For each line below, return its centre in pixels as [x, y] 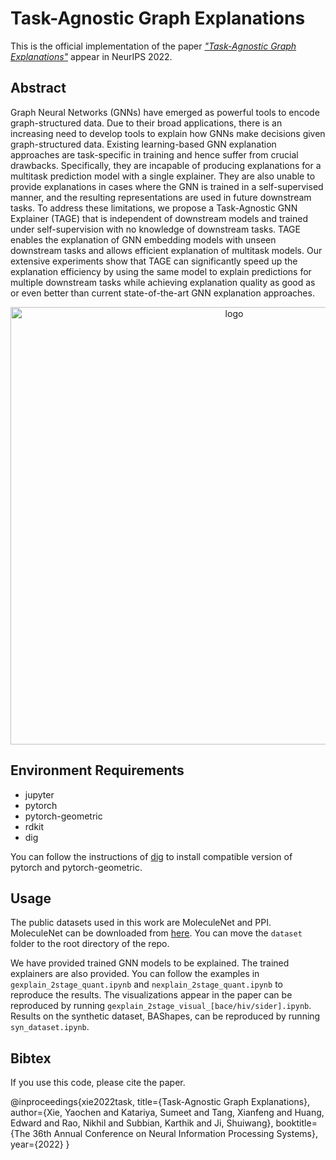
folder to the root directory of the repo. [90, 944]
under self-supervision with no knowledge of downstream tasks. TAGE [155, 229]
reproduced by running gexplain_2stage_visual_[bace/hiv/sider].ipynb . [161, 1006]
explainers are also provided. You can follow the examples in [135, 974]
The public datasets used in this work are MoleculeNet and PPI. [141, 923]
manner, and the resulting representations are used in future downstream [161, 197]
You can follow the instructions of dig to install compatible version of [151, 856]
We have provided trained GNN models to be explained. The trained [150, 963]
